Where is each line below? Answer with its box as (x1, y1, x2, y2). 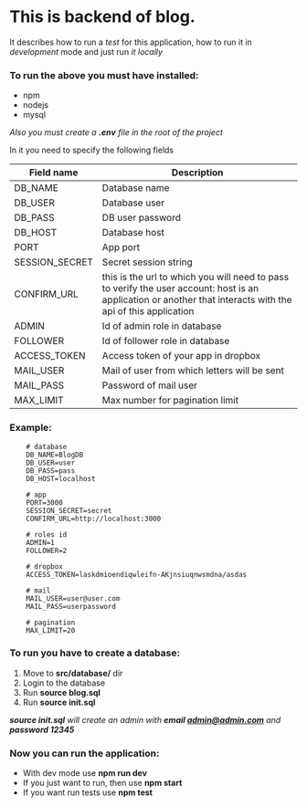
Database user (101, 196, 165, 209)
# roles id (26, 529, 68, 540)
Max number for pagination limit (101, 394, 239, 407)
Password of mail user (101, 379, 198, 392)
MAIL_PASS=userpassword (26, 602, 117, 611)
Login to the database (22, 677, 106, 688)
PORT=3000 (26, 498, 64, 508)
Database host (101, 226, 164, 239)
